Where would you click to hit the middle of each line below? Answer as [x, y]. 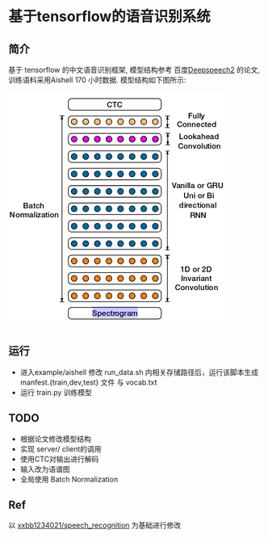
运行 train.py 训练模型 [56, 392]
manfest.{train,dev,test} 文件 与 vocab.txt [88, 382]
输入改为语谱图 [45, 469]
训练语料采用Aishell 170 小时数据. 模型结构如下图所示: [97, 80]
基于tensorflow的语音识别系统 [110, 17]
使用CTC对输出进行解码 [59, 459]
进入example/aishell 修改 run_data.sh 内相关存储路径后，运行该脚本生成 [139, 372]
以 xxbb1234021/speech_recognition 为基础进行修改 [95, 525]
